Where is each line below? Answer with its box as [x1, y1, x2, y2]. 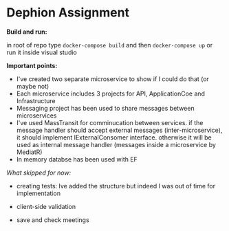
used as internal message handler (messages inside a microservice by [16, 140, 216, 148]
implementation [16, 189, 61, 197]
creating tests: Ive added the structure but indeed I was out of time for [16, 181, 216, 190]
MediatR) [16, 148, 43, 156]
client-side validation [16, 202, 76, 210]
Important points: [6, 61, 58, 69]
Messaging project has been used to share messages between [16, 104, 195, 112]
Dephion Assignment [6, 5, 130, 21]
